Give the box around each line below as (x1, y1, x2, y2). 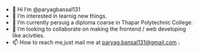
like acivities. (12, 32, 45, 39)
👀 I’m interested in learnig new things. (12, 12, 107, 20)
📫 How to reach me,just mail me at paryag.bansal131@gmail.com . (12, 39, 180, 46)
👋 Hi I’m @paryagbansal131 (12, 6, 81, 13)
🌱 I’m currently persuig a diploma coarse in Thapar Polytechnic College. (12, 19, 194, 26)
